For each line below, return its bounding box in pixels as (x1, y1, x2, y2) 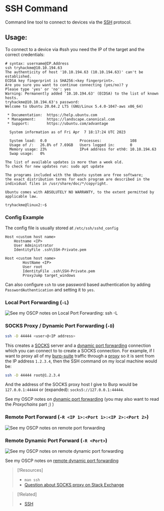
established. (5, 74, 32, 79)
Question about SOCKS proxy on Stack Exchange (24, 482, 124, 487)
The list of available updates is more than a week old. (5, 160, 124, 165)
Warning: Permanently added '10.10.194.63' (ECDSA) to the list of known (5, 91, 159, 96)
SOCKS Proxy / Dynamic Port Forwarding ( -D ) (5, 322, 115, 329)
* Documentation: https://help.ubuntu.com (7, 112, 97, 118)
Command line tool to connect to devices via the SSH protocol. (5, 19, 132, 25)
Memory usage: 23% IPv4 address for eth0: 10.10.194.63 (9, 146, 157, 152)
